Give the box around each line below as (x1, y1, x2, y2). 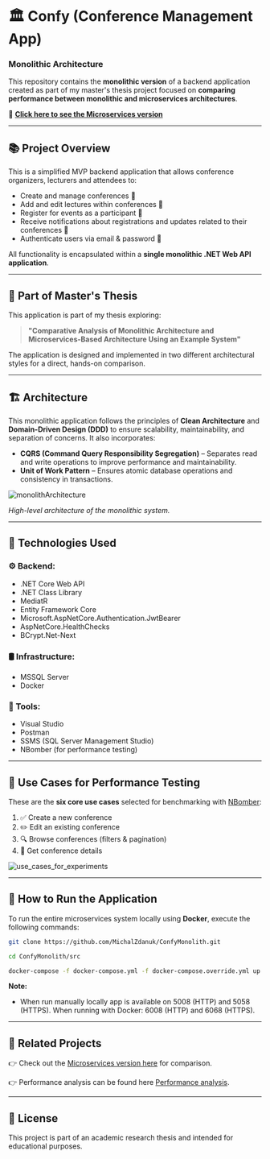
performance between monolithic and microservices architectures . (8, 94, 238, 104)
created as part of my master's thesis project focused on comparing (8, 85, 235, 95)
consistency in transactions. (19, 474, 113, 484)
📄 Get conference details (19, 846, 103, 855)
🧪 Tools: (8, 701, 41, 712)
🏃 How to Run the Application (8, 892, 158, 906)
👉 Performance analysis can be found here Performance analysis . (8, 1078, 231, 1087)
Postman (19, 727, 50, 738)
